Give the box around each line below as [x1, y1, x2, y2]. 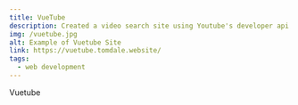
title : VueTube [9, 12, 66, 22]
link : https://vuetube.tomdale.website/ [9, 46, 162, 55]
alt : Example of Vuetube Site [9, 37, 122, 47]
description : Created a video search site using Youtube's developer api [9, 21, 290, 30]
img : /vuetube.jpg [9, 29, 78, 38]
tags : [9, 54, 29, 63]
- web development [17, 63, 87, 72]
